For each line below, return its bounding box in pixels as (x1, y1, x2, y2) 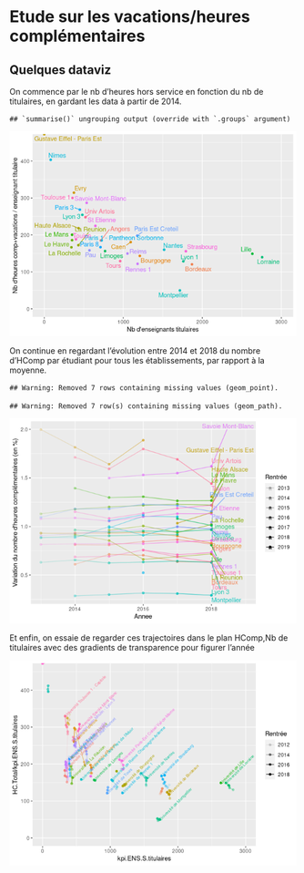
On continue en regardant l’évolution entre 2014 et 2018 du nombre (9, 345, 261, 356)
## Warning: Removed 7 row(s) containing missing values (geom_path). (9, 402, 283, 411)
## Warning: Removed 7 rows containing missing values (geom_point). (9, 384, 279, 393)
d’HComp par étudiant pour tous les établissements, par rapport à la (9, 355, 266, 365)
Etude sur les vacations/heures (9, 6, 250, 27)
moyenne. (9, 365, 47, 375)
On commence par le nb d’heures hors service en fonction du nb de (9, 87, 264, 97)
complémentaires (9, 26, 146, 46)
